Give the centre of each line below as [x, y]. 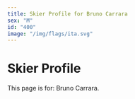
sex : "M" [20, 21]
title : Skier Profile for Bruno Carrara [68, 14]
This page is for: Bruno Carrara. [53, 88]
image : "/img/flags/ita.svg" [50, 34]
